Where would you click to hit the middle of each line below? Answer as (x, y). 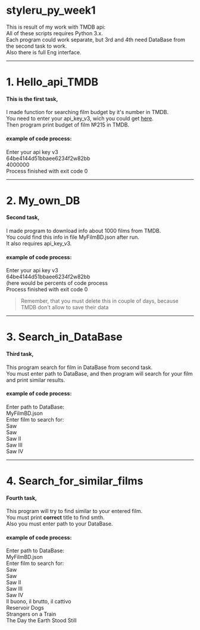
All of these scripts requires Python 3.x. (54, 33)
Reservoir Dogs (25, 608)
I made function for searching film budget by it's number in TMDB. (87, 112)
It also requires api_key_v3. (39, 243)
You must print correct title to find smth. (56, 518)
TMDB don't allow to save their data (65, 308)
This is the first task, (32, 99)
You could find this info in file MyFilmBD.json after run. (73, 237)
